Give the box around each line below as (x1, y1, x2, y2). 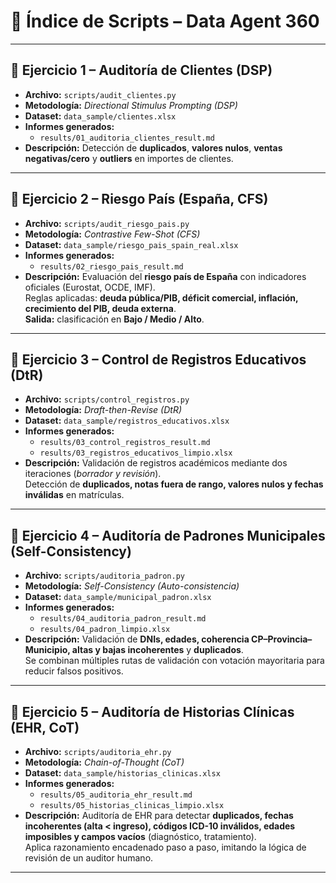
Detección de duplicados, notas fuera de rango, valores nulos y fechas (24, 478, 324, 490)
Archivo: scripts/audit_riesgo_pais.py (24, 217, 190, 229)
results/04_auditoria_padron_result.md (39, 614, 207, 624)
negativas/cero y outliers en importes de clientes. (24, 152, 234, 164)
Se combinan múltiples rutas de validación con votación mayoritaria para (24, 655, 325, 667)
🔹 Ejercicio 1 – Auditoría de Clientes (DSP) (10, 62, 273, 79)
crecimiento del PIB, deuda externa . (24, 302, 177, 314)
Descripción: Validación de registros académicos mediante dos (24, 457, 288, 469)
